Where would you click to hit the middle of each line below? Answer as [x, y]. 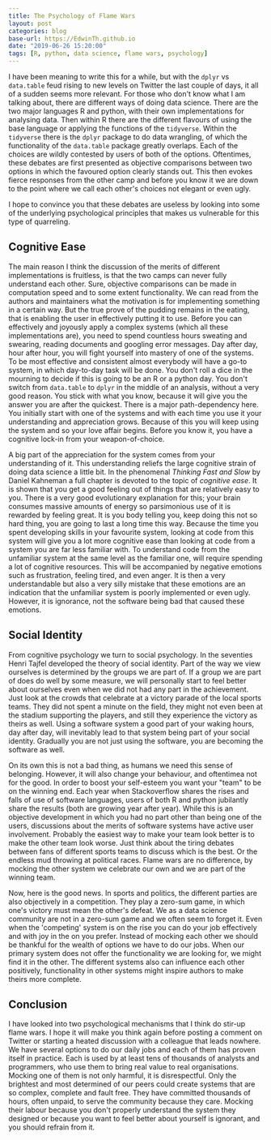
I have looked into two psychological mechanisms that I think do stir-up [127, 1024]
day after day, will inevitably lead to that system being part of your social [129, 732]
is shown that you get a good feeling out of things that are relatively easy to [134, 489]
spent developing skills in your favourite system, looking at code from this [131, 532]
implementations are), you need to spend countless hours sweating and [128, 335]
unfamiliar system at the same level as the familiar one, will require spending [135, 558]
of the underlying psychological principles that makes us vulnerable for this [134, 213]
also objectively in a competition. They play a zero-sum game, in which [127, 902]
